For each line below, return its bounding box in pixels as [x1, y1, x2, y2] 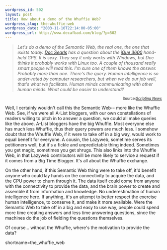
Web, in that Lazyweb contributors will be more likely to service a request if [5, 152, 160, 158]
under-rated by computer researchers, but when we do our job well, [17, 76, 157, 82]
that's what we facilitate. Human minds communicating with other [17, 81, 153, 87]
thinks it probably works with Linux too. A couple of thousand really [17, 60, 157, 66]
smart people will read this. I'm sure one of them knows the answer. [17, 65, 157, 71]
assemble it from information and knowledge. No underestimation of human [5, 189, 160, 194]
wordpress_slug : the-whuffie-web [5, 21, 75, 26]
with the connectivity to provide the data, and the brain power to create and [5, 183, 160, 189]
